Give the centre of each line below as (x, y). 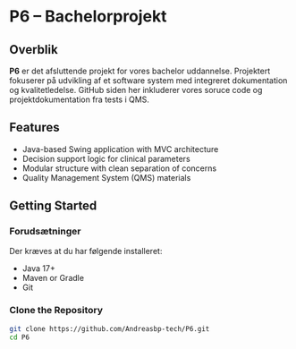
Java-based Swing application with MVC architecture (120, 149)
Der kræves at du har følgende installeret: (86, 251)
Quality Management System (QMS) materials (106, 177)
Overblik (34, 50)
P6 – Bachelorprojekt (88, 17)
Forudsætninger (45, 232)
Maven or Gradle (53, 277)
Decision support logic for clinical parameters (106, 158)
